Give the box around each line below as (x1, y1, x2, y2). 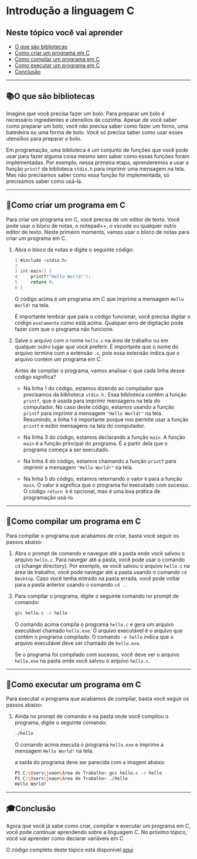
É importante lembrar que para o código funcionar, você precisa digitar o (14, 313, 191, 320)
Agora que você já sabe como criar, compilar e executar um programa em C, (6, 822, 191, 829)
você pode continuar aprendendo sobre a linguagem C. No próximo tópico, (6, 828, 188, 835)
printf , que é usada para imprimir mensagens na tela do (23, 397, 161, 404)
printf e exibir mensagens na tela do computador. (23, 422, 145, 429)
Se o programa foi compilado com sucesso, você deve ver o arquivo (14, 651, 180, 658)
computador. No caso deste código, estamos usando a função (23, 403, 175, 410)
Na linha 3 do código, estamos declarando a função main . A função (23, 434, 186, 441)
